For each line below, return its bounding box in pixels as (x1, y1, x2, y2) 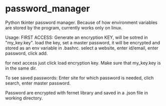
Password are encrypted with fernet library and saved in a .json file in (5, 90, 148, 96)
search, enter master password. (5, 80, 71, 86)
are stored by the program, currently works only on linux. (5, 24, 122, 30)
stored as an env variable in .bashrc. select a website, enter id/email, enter (5, 45, 158, 51)
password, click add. (5, 50, 48, 56)
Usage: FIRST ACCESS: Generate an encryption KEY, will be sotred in (5, 34, 148, 40)
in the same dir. (5, 65, 37, 71)
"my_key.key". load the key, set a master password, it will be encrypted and (5, 39, 160, 45)
